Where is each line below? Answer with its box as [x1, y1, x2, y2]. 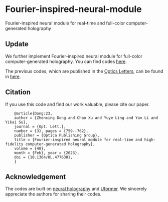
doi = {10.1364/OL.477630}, [14, 154, 73, 159]
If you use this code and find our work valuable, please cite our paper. [5, 101, 150, 107]
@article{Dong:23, [14, 111, 53, 116]
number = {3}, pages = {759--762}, [14, 128, 89, 133]
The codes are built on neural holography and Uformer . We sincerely [5, 186, 147, 192]
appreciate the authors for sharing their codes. [5, 191, 102, 197]
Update [5, 40, 29, 48]
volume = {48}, [14, 146, 46, 151]
